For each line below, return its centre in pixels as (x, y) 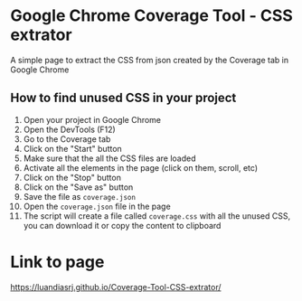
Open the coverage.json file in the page (97, 206)
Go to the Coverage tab (67, 139)
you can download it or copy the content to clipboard (122, 225)
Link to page (57, 262)
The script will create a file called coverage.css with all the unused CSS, (157, 216)
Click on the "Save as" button (78, 187)
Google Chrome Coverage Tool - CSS (151, 16)
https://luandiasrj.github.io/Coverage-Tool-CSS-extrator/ (116, 287)
